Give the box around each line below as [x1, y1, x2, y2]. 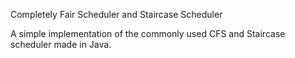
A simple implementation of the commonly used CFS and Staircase [10, 28, 286, 39]
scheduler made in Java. [10, 39, 112, 50]
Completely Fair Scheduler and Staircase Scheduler [10, 9, 223, 20]
